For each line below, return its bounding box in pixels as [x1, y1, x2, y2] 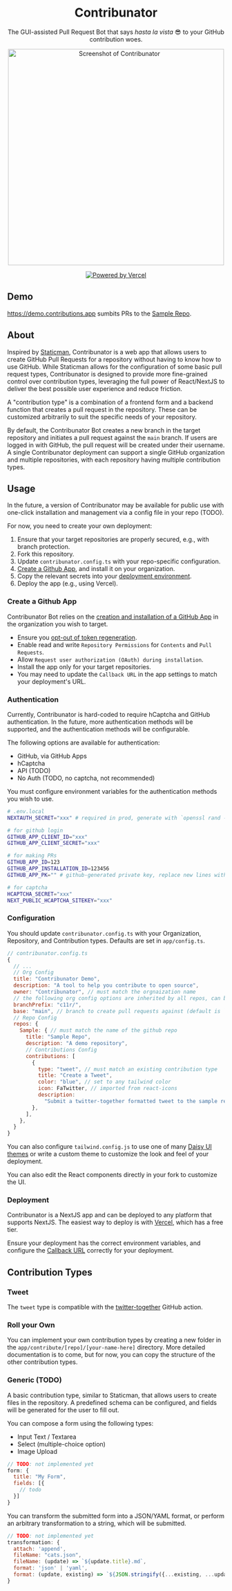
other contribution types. [7, 1358, 78, 1366]
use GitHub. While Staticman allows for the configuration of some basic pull [7, 362, 222, 371]
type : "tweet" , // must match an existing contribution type [37, 1066, 217, 1073]
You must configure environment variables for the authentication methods [7, 787, 217, 795]
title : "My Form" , [13, 1473, 67, 1480]
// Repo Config [13, 1014, 57, 1021]
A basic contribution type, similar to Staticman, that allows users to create [7, 1391, 217, 1399]
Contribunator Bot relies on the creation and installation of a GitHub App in [7, 612, 219, 621]
